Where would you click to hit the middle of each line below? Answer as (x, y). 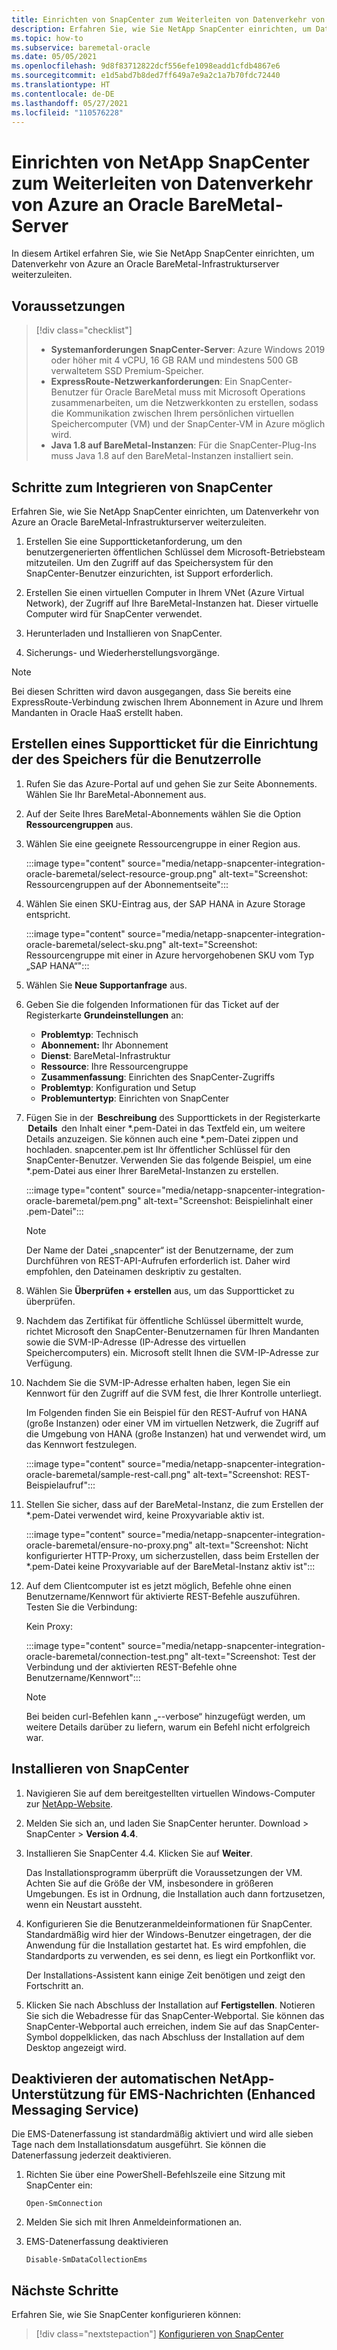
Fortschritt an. (54, 1985)
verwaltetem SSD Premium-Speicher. (127, 371)
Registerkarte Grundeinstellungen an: (104, 1015)
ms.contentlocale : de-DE (63, 94)
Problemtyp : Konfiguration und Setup (118, 1087)
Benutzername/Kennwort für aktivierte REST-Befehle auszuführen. (163, 1596)
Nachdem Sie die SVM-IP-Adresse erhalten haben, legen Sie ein (158, 1382)
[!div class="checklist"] (84, 330)
